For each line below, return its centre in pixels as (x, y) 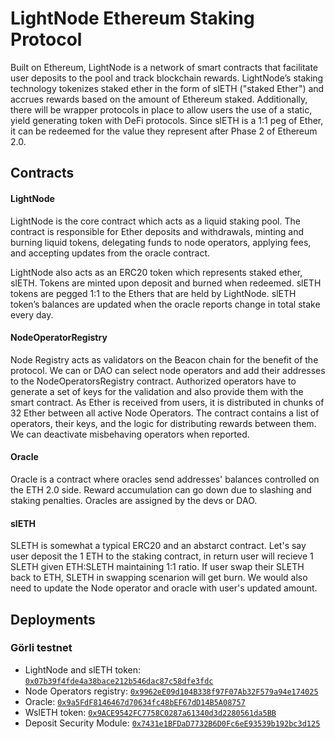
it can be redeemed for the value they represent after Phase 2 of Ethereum (164, 131)
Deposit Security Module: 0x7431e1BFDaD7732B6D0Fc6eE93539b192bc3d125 (172, 723)
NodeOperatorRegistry (59, 338)
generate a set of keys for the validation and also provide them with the (157, 391)
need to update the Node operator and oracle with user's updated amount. (164, 588)
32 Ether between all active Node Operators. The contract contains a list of (165, 413)
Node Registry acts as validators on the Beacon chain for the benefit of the (164, 359)
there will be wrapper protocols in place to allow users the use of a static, (161, 109)
